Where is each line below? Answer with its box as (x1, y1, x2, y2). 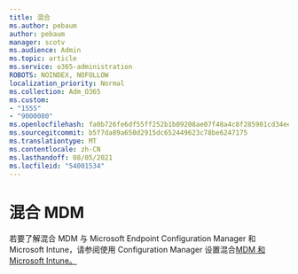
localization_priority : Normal (9, 79, 125, 88)
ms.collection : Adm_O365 (9, 87, 101, 96)
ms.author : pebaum (9, 21, 77, 30)
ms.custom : (9, 95, 50, 105)
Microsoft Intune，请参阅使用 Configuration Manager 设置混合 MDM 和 (9, 245, 266, 255)
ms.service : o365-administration (9, 63, 133, 72)
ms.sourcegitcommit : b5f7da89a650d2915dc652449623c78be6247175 (9, 129, 248, 137)
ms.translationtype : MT (9, 137, 98, 145)
